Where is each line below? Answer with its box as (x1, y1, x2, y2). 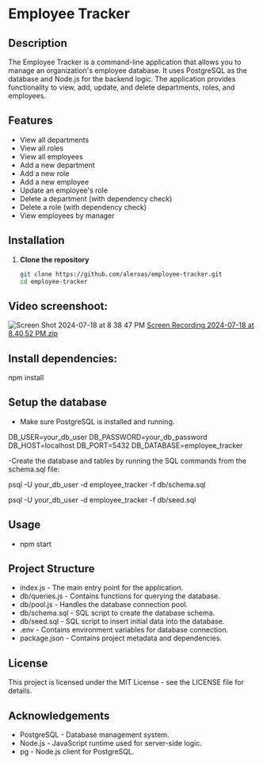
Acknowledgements (8, 709, 110, 722)
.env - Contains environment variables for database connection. (19, 625, 228, 635)
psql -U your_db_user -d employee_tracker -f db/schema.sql (8, 479, 206, 489)
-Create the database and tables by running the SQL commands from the (8, 456, 247, 465)
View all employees (19, 151, 83, 161)
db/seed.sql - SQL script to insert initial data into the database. (19, 617, 225, 626)
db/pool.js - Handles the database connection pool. (19, 600, 189, 609)
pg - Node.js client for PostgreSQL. (19, 747, 135, 757)
